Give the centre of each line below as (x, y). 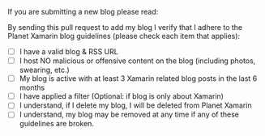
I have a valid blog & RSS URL (68, 51)
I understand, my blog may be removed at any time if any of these (129, 115)
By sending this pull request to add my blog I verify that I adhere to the (125, 27)
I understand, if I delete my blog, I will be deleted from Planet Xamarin (135, 105)
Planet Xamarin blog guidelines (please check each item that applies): (124, 36)
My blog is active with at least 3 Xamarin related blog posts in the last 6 (138, 79)
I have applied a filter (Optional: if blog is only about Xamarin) (122, 96)
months (32, 87)
